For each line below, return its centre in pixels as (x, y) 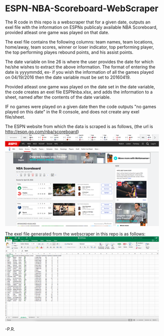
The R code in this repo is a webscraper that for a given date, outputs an (78, 22)
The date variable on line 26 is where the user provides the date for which (79, 62)
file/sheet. (15, 117)
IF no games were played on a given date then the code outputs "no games (81, 106)
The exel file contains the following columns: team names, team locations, (79, 42)
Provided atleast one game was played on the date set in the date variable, (80, 86)
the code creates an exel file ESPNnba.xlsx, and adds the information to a (79, 92)
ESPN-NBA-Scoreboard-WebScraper (82, 9)
